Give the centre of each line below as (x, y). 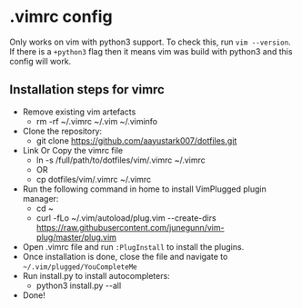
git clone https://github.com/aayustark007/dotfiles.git (136, 140)
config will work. (40, 61)
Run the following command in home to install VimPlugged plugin (144, 189)
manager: (40, 198)
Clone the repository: (62, 131)
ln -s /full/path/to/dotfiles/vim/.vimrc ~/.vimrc (121, 160)
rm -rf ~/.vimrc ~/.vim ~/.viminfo (96, 121)
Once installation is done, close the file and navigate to (125, 256)
